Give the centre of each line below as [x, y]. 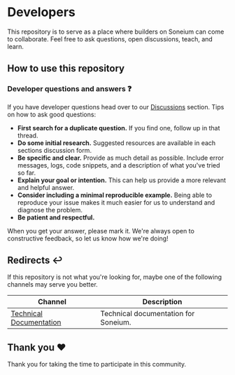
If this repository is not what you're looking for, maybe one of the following [115, 277]
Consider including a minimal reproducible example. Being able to [114, 195]
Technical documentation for [148, 314]
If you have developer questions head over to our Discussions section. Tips [116, 107]
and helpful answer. [46, 187]
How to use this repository [66, 68]
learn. [16, 46]
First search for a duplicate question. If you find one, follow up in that [119, 128]
